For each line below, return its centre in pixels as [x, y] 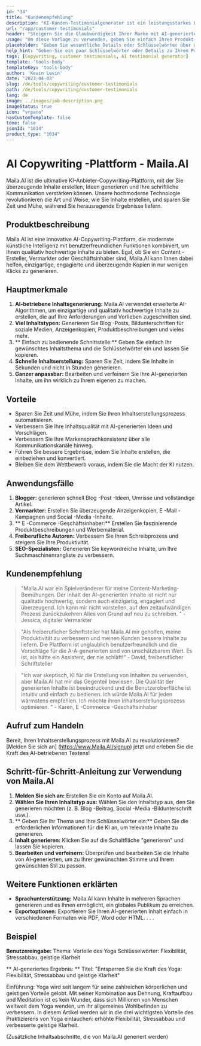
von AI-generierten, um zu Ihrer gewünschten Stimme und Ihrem [95, 859]
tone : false [21, 123]
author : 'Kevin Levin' [34, 73]
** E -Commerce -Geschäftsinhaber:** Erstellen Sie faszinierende [96, 523]
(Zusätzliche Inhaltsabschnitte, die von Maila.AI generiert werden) [87, 1037]
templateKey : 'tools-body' [40, 67]
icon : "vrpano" [25, 112]
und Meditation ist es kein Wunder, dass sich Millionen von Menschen [92, 1000]
